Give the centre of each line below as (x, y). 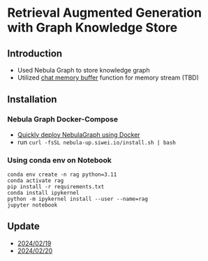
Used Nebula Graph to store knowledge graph (83, 70)
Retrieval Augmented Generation (105, 13)
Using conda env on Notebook (59, 160)
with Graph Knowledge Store (92, 28)
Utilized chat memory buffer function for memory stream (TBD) (108, 77)
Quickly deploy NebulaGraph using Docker (79, 135)
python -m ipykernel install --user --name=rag (78, 199)
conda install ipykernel (43, 193)
